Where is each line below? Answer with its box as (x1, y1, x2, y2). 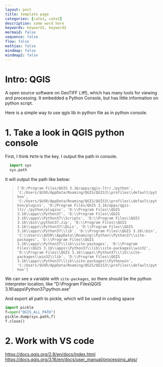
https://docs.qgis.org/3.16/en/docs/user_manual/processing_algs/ (5, 357, 138, 363)
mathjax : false (5, 44, 36, 48)
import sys (9, 163, 32, 168)
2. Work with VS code (5, 335, 94, 346)
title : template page (5, 12, 49, 17)
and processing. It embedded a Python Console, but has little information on (5, 95, 159, 101)
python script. (5, 100, 33, 106)
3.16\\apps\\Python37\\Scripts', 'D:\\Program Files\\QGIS (17, 216, 140, 221)
